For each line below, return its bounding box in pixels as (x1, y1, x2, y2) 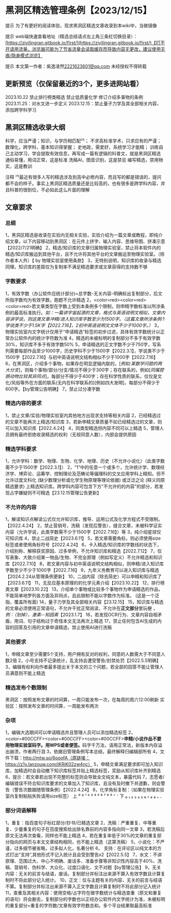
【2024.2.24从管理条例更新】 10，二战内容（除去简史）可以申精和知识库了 (5, 573, 162, 579)
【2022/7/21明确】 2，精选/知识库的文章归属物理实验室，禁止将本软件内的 (5, 245, 161, 251)
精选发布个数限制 (5, 684, 47, 691)
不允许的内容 (5, 504, 37, 511)
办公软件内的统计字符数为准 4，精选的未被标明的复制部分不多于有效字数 (9, 335, 161, 341)
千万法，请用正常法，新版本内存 (91, 742, 158, 749)
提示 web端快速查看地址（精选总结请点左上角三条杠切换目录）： (5, 33, 138, 39)
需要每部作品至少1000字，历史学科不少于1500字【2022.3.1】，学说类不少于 (9, 347, 165, 354)
